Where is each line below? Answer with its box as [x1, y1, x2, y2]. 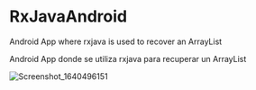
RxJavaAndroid [9, 6, 128, 27]
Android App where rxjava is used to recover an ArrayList [9, 36, 223, 47]
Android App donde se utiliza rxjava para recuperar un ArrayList [9, 53, 247, 64]
